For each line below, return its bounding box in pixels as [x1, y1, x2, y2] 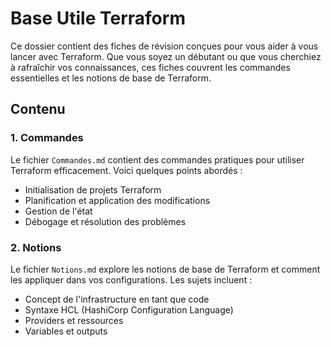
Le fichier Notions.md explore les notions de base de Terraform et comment [10, 263, 321, 275]
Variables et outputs [24, 325, 108, 337]
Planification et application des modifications [24, 194, 211, 206]
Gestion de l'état [24, 205, 93, 217]
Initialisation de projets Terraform [24, 183, 162, 196]
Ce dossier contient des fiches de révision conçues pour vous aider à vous [10, 40, 319, 52]
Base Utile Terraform [10, 7, 186, 30]
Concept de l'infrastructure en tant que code [24, 293, 210, 305]
